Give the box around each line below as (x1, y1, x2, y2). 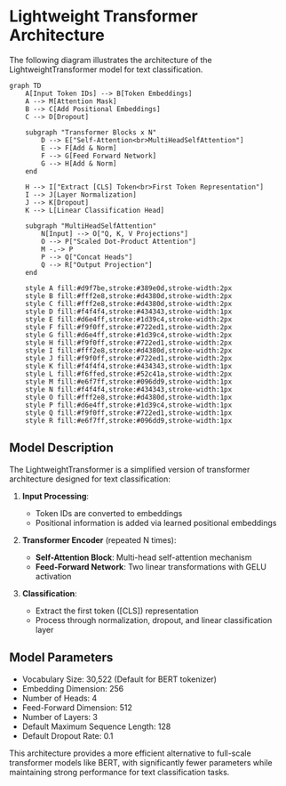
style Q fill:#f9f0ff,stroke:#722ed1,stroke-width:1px (25, 408, 233, 417)
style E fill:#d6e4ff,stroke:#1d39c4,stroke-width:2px (25, 314, 233, 324)
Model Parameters (9, 650, 114, 665)
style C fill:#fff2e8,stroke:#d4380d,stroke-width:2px (25, 299, 233, 308)
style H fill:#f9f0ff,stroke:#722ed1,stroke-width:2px (25, 338, 233, 347)
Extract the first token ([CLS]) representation (35, 605, 199, 616)
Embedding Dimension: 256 (21, 683, 124, 693)
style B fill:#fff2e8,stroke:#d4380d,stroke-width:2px (25, 291, 233, 300)
